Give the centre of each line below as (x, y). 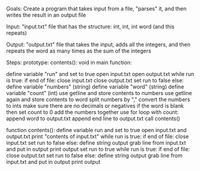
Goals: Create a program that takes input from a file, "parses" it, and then (96, 9)
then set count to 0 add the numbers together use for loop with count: (93, 112)
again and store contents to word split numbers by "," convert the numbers (98, 99)
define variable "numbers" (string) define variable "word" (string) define (95, 87)
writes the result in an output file (46, 15)
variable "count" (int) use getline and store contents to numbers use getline (99, 93)
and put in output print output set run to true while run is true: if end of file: (98, 149)
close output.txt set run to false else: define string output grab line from (94, 155)
